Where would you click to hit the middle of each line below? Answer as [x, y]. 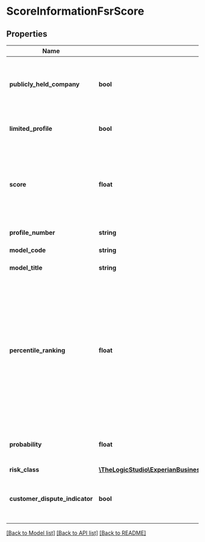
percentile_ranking [38, 350]
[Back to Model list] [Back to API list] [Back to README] [76, 533]
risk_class [24, 470]
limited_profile [31, 128]
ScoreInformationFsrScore [75, 11]
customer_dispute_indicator [51, 499]
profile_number [32, 232]
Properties [27, 34]
